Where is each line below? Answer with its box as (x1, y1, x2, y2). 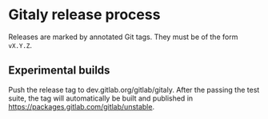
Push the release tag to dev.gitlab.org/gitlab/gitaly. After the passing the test (8, 85, 260, 94)
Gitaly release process (8, 6, 161, 24)
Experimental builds (8, 64, 110, 77)
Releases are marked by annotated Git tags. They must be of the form (8, 32, 238, 42)
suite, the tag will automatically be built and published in (8, 93, 194, 103)
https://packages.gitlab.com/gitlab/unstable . (8, 101, 154, 111)
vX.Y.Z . (8, 40, 32, 50)
